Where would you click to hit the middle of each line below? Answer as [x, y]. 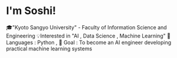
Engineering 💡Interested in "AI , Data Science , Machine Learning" [86, 36]
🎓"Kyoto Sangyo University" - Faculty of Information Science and [86, 27]
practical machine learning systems [49, 49]
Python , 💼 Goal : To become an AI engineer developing [104, 42]
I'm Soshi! [31, 11]
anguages [20, 42]
